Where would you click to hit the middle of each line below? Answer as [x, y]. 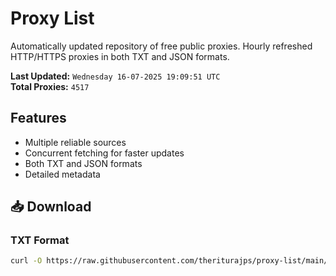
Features [38, 118]
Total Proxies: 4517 [50, 86]
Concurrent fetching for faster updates [104, 153]
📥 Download [51, 207]
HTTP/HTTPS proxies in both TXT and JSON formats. [120, 56]
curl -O [26, 261]
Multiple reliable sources [75, 142]
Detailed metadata [62, 174]
